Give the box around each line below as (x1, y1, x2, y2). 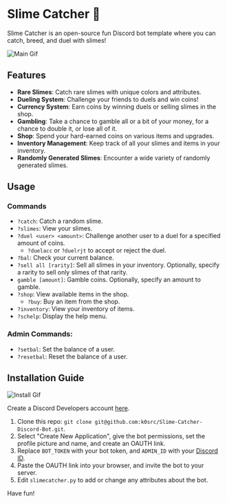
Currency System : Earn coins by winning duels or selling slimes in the (17, 103, 217, 111)
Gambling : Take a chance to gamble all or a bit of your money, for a (17, 117, 209, 125)
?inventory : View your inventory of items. (17, 305, 136, 313)
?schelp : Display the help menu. (17, 312, 108, 321)
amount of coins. (17, 239, 65, 247)
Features (7, 69, 46, 81)
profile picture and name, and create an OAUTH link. (17, 439, 166, 447)
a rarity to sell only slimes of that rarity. (17, 268, 128, 277)
